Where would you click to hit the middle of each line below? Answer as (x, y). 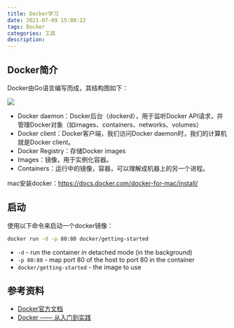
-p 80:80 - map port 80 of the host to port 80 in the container (106, 259)
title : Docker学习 (33, 14)
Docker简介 (33, 70)
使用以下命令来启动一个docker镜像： (60, 225)
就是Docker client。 (46, 142)
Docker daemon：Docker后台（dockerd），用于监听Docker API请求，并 (120, 115)
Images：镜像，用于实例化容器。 (65, 159)
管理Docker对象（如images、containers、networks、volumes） (110, 124)
